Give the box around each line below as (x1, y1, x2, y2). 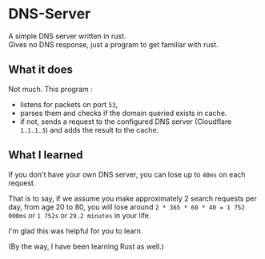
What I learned (8, 149, 83, 162)
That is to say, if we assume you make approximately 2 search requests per (8, 193, 258, 203)
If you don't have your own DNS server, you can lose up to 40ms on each (8, 169, 246, 179)
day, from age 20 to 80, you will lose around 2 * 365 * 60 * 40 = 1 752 (8, 201, 246, 212)
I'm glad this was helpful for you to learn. (8, 225, 143, 236)
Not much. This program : (8, 84, 94, 94)
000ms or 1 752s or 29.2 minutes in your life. (8, 210, 151, 220)
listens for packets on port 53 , (19, 99, 118, 109)
